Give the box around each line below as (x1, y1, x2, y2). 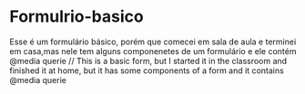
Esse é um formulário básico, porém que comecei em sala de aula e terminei (9, 36, 297, 47)
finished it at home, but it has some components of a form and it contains (9, 65, 284, 76)
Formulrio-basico (9, 6, 144, 27)
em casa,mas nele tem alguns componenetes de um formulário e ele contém (9, 45, 297, 56)
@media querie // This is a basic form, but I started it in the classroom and (9, 55, 288, 66)
